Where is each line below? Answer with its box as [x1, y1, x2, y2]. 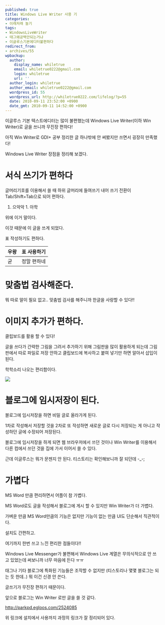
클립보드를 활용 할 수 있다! [5, 333, 55, 339]
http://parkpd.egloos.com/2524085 [5, 604, 77, 610]
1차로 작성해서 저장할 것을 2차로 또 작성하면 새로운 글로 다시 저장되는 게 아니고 [5, 422, 155, 428]
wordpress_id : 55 [9, 90, 45, 95]
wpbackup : [5, 53, 26, 58]
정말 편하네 [21, 257, 46, 264]
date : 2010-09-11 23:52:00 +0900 [9, 99, 78, 104]
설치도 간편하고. [5, 530, 36, 536]
